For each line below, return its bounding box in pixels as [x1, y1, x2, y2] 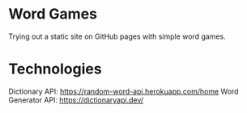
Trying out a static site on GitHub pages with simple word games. [8, 31, 226, 41]
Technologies [8, 60, 103, 78]
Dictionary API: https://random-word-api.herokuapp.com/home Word [8, 86, 239, 96]
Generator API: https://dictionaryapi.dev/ [8, 94, 144, 105]
